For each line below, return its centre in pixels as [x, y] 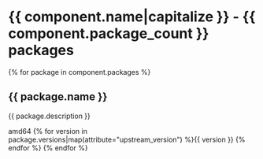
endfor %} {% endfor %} [48, 148]
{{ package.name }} [58, 97]
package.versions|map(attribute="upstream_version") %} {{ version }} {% [127, 139]
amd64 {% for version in [48, 131]
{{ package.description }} [49, 116]
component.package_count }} [109, 33]
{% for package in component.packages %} [80, 72]
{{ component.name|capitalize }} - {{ [132, 17]
